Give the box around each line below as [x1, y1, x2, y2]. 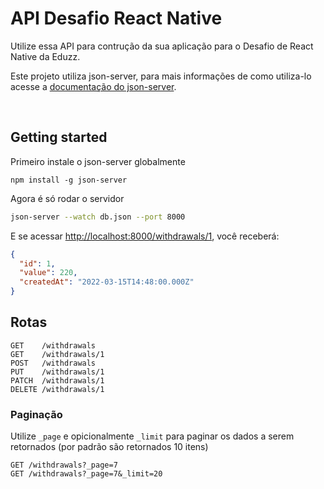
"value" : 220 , [19, 268, 78, 278]
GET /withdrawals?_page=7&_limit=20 [10, 469, 163, 479]
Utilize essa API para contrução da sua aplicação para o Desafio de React [10, 40, 314, 52]
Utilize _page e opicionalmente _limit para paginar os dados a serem [10, 430, 295, 442]
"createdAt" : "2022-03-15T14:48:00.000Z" [19, 277, 195, 287]
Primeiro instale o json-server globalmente [10, 155, 186, 167]
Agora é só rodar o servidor [10, 192, 125, 204]
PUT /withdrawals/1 [10, 367, 105, 377]
